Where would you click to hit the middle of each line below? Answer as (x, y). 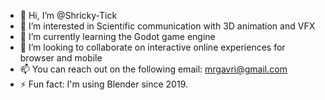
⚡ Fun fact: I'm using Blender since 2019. (103, 84)
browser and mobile (61, 58)
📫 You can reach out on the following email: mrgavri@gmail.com (153, 69)
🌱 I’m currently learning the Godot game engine (117, 36)
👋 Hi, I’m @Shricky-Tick (68, 15)
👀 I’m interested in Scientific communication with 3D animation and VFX (167, 26)
